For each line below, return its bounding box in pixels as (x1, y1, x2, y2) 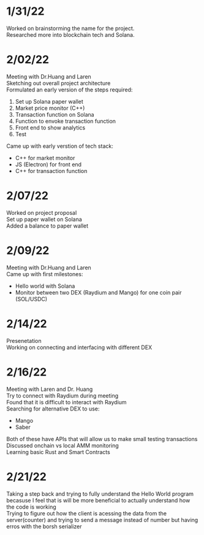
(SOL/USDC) (15, 295, 48, 302)
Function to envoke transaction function (15, 117, 116, 125)
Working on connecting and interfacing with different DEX (6, 344, 152, 351)
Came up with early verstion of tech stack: (6, 142, 113, 150)
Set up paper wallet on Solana (6, 215, 83, 223)
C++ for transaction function (15, 167, 88, 174)
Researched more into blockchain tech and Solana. (6, 31, 135, 38)
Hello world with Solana (15, 282, 75, 290)
